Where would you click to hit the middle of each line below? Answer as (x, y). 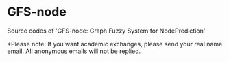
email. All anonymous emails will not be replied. (74, 51)
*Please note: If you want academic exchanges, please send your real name (115, 44)
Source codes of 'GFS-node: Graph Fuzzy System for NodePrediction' (106, 31)
